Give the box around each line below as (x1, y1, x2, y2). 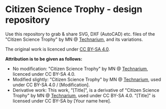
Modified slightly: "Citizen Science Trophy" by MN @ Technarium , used (12, 76, 161, 82)
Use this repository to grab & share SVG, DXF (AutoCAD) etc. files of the (5, 31, 155, 37)
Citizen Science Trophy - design (5, 4, 143, 15)
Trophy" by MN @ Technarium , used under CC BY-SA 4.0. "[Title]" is (12, 92, 156, 98)
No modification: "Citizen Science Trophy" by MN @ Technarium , (12, 66, 148, 72)
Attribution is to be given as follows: (5, 56, 82, 62)
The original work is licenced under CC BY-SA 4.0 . (5, 46, 110, 52)
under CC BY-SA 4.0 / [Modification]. (12, 82, 90, 88)
